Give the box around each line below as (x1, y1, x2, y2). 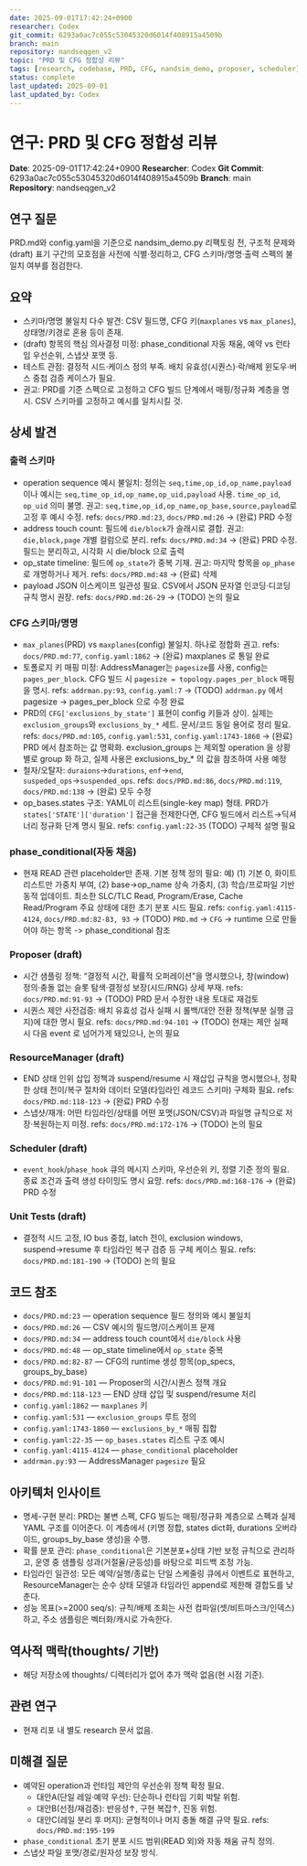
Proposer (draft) (9, 949, 83, 961)
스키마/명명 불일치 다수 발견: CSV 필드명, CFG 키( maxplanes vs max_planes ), (22, 316, 297, 327)
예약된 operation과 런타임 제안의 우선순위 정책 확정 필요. (22, 1780, 225, 1791)
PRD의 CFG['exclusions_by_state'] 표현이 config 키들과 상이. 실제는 (22, 708, 274, 719)
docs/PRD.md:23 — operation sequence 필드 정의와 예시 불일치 (22, 1310, 251, 1322)
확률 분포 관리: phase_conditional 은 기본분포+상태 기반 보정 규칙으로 (22, 1545, 271, 1556)
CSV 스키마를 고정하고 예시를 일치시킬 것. (35, 395, 184, 407)
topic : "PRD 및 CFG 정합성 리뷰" (9, 56, 125, 65)
